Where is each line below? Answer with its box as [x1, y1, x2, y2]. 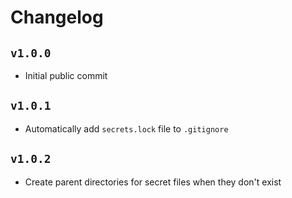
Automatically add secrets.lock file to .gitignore [24, 122, 229, 135]
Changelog [10, 6, 104, 29]
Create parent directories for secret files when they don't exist [24, 176, 282, 188]
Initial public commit [24, 70, 108, 81]
